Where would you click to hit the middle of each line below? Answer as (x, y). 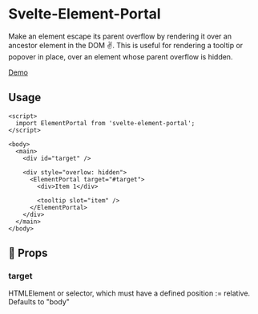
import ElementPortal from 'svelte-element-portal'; (105, 123)
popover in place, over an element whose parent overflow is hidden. (121, 56)
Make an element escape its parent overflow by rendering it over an (120, 36)
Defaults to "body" (39, 302)
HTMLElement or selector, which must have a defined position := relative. (129, 293)
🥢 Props (28, 253)
